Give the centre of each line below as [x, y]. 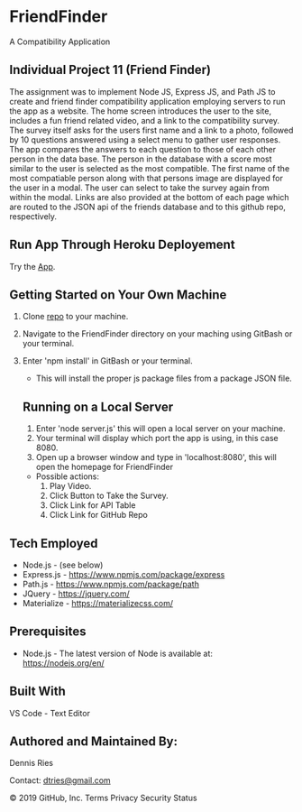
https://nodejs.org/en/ [64, 663]
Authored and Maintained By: [94, 742]
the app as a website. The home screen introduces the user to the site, [141, 111]
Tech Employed [54, 543]
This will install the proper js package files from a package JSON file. [164, 378]
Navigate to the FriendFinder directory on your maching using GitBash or [157, 334]
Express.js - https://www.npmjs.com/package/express [124, 574]
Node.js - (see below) [63, 565]
